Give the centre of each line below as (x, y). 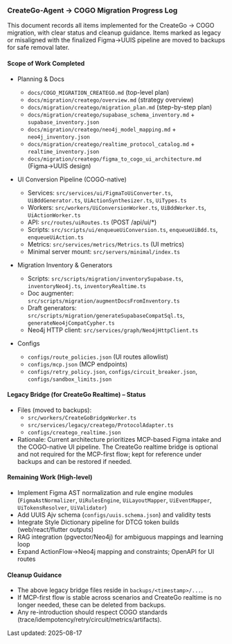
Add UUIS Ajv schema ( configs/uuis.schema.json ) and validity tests (114, 515)
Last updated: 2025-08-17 (45, 633)
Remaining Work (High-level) (50, 477)
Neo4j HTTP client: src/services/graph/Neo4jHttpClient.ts (113, 330)
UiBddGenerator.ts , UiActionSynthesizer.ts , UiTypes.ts (107, 200)
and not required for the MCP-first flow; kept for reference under (109, 454)
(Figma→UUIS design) (59, 166)
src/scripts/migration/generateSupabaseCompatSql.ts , (106, 315)
